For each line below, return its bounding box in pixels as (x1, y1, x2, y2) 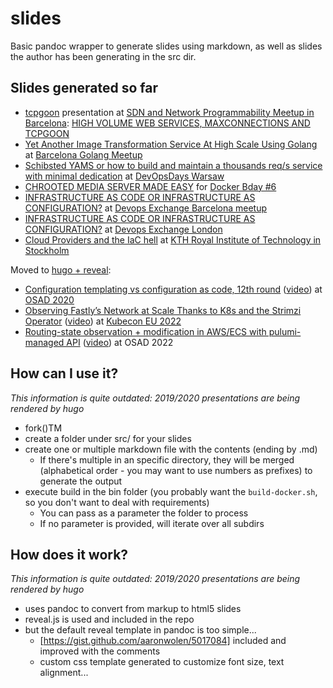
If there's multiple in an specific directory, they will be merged (39, 453, 295, 466)
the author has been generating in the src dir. (10, 50, 197, 62)
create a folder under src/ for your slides (24, 432, 192, 444)
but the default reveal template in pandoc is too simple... (24, 624, 257, 636)
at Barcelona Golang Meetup (24, 148, 143, 161)
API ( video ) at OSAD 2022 (66, 336, 174, 348)
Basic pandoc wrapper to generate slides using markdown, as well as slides (10, 40, 323, 52)
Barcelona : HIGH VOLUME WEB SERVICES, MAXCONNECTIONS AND (24, 117, 311, 129)
